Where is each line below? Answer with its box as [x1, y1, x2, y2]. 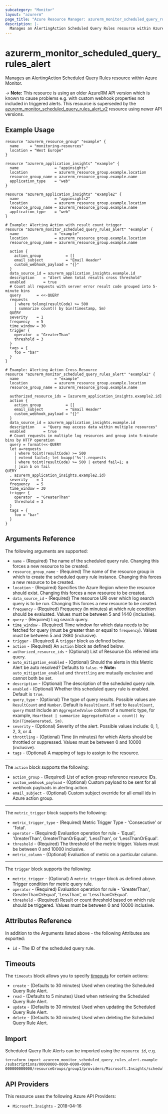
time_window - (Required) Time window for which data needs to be [12, 622, 149, 628]
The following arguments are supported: [5, 548, 88, 554]
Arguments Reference [5, 535, 76, 543]
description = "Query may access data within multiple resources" [9, 425, 157, 430]
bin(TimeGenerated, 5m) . [12, 718, 63, 724]
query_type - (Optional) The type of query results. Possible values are [12, 696, 156, 703]
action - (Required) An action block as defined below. [12, 643, 124, 649]
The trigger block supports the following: [5, 866, 91, 872]
